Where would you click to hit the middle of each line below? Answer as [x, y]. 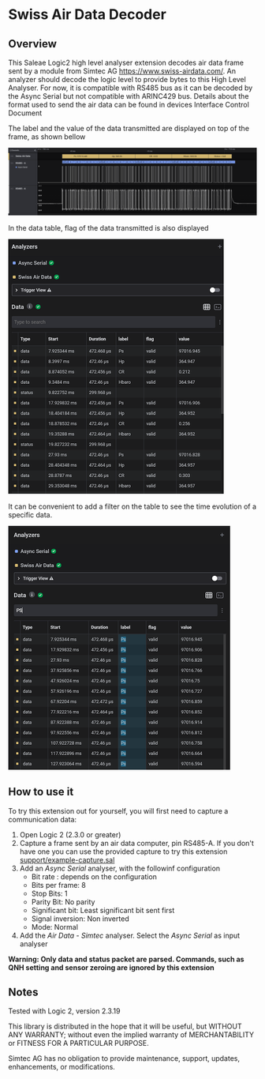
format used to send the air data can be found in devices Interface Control [129, 105]
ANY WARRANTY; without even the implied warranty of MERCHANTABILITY [131, 1035]
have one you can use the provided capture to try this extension [123, 852]
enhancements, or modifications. [62, 1067]
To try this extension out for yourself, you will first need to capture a [118, 810]
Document [25, 113]
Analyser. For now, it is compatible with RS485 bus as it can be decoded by [131, 88]
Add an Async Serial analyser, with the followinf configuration [120, 868]
